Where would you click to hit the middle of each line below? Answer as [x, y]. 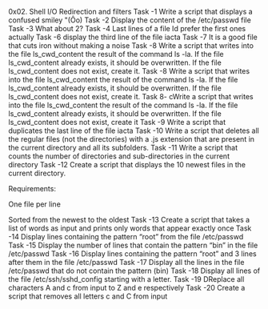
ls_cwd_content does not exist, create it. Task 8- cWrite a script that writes [131, 96]
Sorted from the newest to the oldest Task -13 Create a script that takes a [129, 220]
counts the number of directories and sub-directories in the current [119, 156]
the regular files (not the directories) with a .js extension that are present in [131, 139]
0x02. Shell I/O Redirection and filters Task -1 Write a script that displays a [131, 12]
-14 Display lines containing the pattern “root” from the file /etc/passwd [126, 237]
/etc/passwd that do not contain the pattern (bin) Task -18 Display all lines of [134, 271]
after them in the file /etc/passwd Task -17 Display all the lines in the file [126, 262]
